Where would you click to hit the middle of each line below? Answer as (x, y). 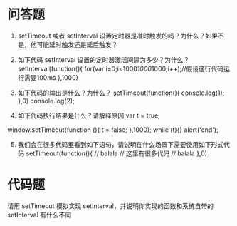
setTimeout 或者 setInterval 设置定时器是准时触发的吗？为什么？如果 (118, 36)
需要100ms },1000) (51, 77)
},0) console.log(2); (46, 101)
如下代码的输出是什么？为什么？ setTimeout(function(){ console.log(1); (121, 93)
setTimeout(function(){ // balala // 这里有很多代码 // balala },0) (117, 153)
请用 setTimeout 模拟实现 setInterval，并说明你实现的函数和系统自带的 (110, 206)
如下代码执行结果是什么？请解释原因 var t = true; (89, 115)
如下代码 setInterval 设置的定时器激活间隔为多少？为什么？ (104, 60)
